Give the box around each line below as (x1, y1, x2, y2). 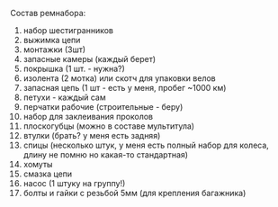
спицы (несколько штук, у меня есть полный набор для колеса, (22, 139, 269, 150)
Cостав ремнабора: (10, 8, 86, 18)
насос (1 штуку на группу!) (22, 178, 126, 188)
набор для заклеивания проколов (22, 112, 154, 121)
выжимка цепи (22, 35, 81, 45)
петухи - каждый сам (22, 92, 106, 103)
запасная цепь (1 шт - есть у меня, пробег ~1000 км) (22, 83, 227, 93)
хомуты (22, 159, 53, 169)
